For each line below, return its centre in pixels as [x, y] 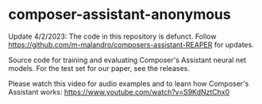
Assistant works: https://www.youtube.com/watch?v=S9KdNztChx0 [119, 91]
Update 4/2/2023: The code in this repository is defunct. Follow [112, 36]
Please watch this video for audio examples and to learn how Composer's [129, 84]
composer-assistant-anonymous [120, 15]
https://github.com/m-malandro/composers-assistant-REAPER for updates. [131, 44]
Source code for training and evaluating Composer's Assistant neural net [127, 60]
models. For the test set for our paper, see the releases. [99, 68]
